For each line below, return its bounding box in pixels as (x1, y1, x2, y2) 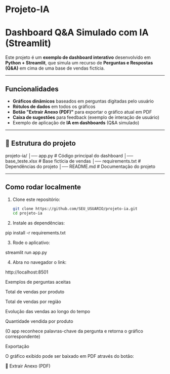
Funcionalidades (5, 85, 59, 93)
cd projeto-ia (12, 211, 42, 216)
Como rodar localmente (5, 183, 81, 191)
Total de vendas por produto (5, 289, 65, 295)
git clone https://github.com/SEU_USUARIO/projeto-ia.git (12, 206, 138, 211)
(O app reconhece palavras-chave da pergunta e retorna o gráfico (5, 328, 143, 334)
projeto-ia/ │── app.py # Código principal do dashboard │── (5, 152, 134, 158)
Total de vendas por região (5, 298, 62, 305)
